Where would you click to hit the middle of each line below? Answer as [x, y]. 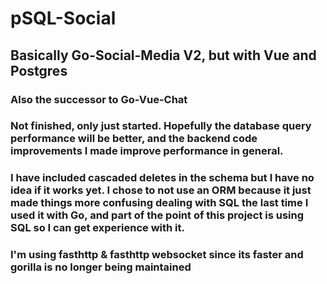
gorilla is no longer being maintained [101, 267]
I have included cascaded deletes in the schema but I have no [162, 178]
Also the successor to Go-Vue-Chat [99, 99]
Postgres [39, 70]
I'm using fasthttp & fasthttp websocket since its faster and [157, 255]
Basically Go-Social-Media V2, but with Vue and [163, 55]
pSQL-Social [63, 18]
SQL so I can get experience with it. [97, 228]
